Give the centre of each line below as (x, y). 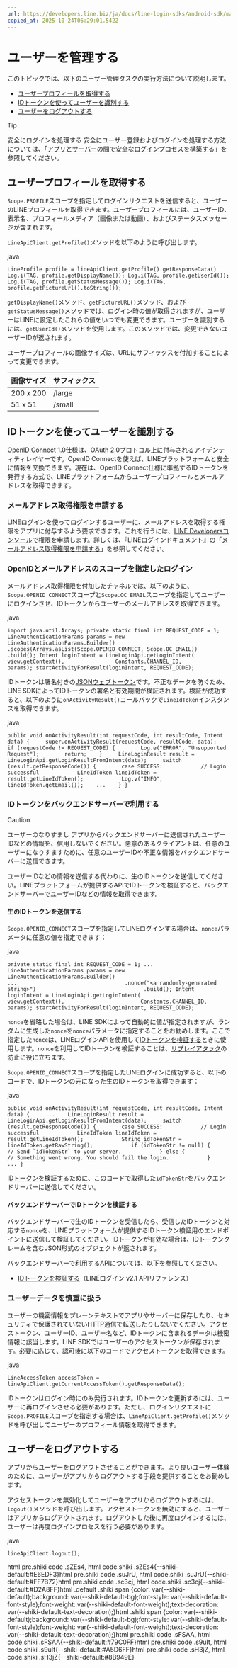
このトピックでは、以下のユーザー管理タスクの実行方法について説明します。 (119, 79)
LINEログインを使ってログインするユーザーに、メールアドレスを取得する (113, 522)
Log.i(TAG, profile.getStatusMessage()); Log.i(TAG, (87, 282)
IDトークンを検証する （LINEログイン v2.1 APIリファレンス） (105, 1278)
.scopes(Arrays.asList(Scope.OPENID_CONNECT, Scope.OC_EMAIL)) (103, 649)
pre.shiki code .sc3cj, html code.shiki (127, 1582)
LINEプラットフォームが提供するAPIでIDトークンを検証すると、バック (121, 885)
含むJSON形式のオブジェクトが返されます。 (96, 1248)
